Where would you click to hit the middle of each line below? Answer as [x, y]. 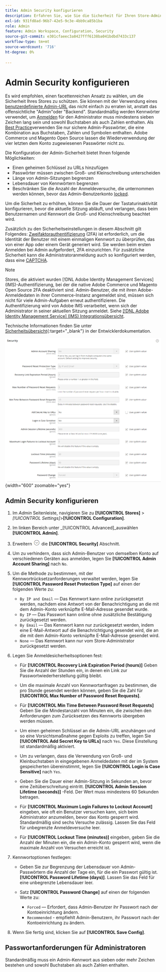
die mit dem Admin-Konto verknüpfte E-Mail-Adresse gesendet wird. [89, 635]
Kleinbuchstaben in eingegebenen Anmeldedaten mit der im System [89, 761]
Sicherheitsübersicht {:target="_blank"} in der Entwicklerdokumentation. [78, 331]
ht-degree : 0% [20, 52]
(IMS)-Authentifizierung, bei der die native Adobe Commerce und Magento [81, 285]
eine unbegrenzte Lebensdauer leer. [57, 883]
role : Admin [17, 26]
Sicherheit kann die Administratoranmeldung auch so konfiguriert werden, [81, 255]
